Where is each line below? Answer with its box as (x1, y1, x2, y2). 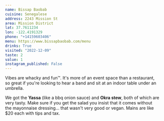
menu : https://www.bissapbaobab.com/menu (5, 39, 91, 44)
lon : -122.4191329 (5, 30, 43, 35)
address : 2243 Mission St (5, 16, 58, 21)
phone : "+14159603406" (5, 35, 51, 40)
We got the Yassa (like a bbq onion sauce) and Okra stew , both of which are (5, 95, 160, 101)
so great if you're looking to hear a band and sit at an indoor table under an (5, 80, 157, 86)
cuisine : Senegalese (5, 12, 47, 17)
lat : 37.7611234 (5, 25, 38, 30)
